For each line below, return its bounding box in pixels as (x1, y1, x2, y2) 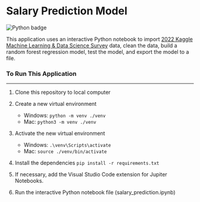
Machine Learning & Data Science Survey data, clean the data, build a (6, 42, 177, 49)
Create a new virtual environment (14, 100, 97, 108)
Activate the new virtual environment (14, 130, 105, 137)
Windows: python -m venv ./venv (23, 112, 106, 119)
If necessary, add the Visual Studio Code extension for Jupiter (14, 171, 168, 178)
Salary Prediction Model (6, 4, 128, 18)
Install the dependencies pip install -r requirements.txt (14, 160, 160, 167)
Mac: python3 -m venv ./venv (23, 118, 96, 126)
